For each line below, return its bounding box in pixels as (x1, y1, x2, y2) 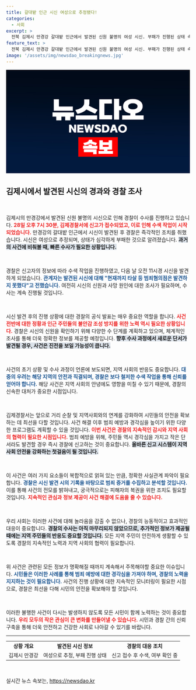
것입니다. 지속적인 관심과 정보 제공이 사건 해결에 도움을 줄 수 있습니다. (6, 494, 163, 501)
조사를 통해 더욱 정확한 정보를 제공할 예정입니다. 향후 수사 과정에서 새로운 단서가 (6, 335, 187, 342)
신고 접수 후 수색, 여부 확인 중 (111, 652, 178, 659)
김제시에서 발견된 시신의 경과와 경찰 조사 (6, 186, 142, 196)
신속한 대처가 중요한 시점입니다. (6, 388, 78, 395)
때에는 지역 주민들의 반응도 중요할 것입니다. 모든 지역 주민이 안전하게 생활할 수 (6, 532, 183, 539)
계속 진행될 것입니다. (16, 289, 64, 296)
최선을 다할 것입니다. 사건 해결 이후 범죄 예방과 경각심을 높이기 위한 (23, 419, 176, 426)
